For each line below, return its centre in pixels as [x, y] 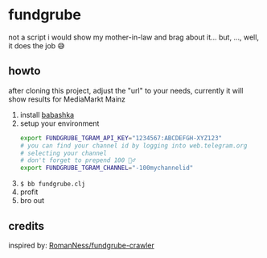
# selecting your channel [63, 153]
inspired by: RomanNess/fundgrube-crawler [82, 245]
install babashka [47, 114]
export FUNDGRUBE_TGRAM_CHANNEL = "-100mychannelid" [107, 168]
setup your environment [60, 123]
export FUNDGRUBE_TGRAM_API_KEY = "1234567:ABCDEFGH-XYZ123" [121, 138]
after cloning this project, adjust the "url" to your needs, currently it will [126, 90]
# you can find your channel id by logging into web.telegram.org [133, 146]
